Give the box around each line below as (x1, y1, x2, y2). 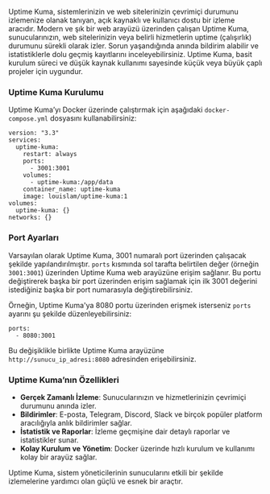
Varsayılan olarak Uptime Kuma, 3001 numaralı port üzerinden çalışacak (8, 250, 247, 260)
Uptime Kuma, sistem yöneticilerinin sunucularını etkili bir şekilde (8, 467, 224, 477)
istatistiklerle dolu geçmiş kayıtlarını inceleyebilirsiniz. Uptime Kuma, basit (8, 50, 252, 59)
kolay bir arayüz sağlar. (19, 452, 98, 462)
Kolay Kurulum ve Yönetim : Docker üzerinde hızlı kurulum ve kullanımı (19, 443, 255, 453)
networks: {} (8, 213, 52, 222)
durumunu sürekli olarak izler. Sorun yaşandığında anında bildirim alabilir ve (8, 41, 260, 51)
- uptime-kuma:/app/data (29, 179, 114, 187)
